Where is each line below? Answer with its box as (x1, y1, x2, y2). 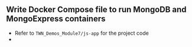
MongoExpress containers (6, 14, 106, 24)
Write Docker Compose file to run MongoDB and (6, 5, 187, 15)
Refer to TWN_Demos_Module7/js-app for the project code (14, 29, 149, 36)
